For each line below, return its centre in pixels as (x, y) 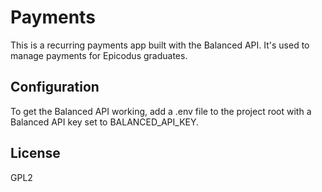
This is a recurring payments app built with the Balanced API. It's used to (160, 45)
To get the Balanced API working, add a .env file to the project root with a (161, 111)
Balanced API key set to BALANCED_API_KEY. (105, 122)
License (35, 153)
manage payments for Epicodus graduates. (99, 55)
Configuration (55, 87)
